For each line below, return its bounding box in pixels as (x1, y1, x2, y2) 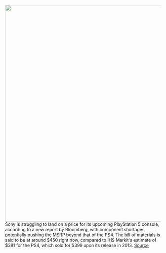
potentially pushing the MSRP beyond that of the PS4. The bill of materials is (5, 232, 161, 238)
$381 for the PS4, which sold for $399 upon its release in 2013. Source (5, 243, 149, 248)
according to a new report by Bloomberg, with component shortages (5, 227, 145, 232)
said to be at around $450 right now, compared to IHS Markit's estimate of (5, 237, 157, 243)
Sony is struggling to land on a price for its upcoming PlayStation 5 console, (5, 221, 160, 227)
